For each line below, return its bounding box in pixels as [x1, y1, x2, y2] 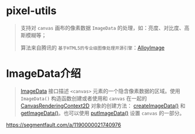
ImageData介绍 [6, 67, 81, 81]
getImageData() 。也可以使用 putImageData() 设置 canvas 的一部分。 [20, 109, 185, 116]
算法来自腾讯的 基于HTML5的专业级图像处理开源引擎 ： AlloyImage [20, 44, 165, 51]
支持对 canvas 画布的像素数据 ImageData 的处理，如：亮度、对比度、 [20, 24, 184, 31]
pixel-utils [6, 4, 57, 18]
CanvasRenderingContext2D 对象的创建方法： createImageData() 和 [20, 102, 186, 109]
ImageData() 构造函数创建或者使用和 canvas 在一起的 [20, 95, 147, 102]
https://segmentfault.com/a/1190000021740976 [6, 121, 122, 128]
